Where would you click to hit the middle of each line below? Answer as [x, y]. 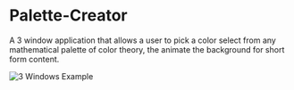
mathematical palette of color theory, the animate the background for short [147, 49]
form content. [34, 59]
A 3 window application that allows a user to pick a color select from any [143, 40]
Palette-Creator [68, 16]
